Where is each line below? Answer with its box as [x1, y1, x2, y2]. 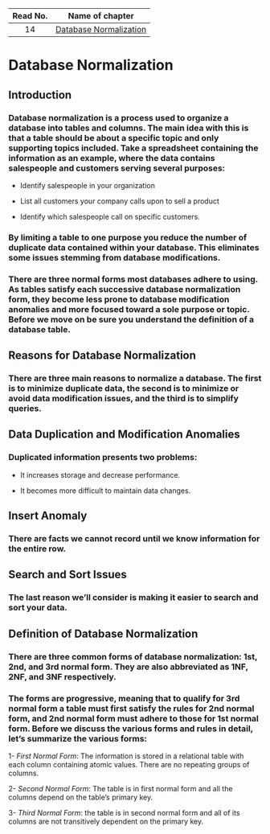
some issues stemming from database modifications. [8, 252, 221, 263]
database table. [8, 323, 71, 335]
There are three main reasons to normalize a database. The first [8, 373, 262, 384]
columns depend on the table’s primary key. [8, 792, 153, 802]
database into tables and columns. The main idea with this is [8, 122, 249, 134]
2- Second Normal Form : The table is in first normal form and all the [8, 783, 233, 793]
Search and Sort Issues [8, 568, 127, 581]
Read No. [12, 10, 48, 21]
